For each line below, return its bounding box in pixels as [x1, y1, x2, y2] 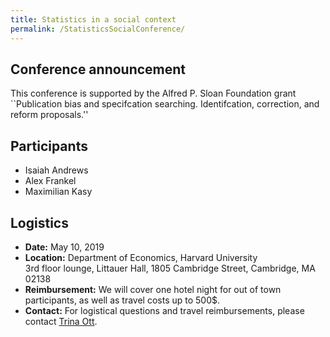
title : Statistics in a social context [10, 14, 177, 25]
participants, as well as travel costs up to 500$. [24, 294, 221, 306]
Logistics [10, 214, 69, 231]
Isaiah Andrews [24, 164, 89, 176]
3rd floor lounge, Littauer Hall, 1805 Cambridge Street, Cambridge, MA [24, 262, 316, 274]
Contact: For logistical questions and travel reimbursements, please [24, 304, 305, 316]
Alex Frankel [24, 175, 77, 187]
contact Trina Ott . [24, 315, 98, 327]
